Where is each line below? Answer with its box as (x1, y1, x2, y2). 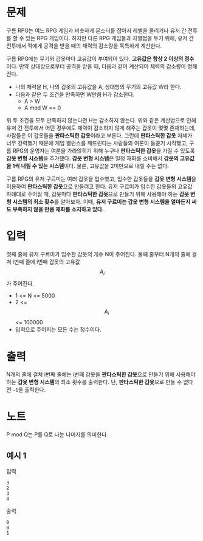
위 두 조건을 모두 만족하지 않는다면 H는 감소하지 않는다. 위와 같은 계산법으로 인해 (6, 116, 196, 124)
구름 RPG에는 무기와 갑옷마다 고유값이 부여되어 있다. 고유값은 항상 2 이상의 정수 (6, 55, 194, 62)
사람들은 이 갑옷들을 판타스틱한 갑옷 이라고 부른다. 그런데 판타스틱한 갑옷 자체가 (6, 131, 193, 139)
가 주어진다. (6, 279, 35, 287)
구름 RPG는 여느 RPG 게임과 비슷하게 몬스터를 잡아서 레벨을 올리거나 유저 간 (6, 27, 187, 34)
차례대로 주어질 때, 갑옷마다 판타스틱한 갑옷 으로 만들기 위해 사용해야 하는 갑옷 (6, 190, 190, 198)
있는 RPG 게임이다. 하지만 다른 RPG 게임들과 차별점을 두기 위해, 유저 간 (25, 34, 194, 41)
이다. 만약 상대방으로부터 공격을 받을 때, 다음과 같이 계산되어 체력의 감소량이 (6, 62, 187, 70)
